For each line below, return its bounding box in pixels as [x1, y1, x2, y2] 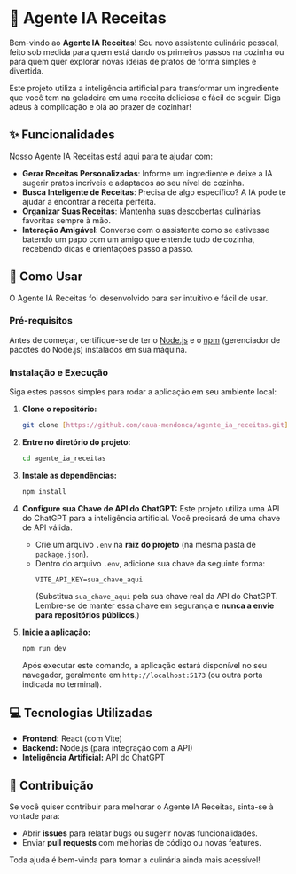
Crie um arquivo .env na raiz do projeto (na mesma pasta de [35, 539, 257, 550]
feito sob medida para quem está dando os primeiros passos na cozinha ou [9, 46, 284, 57]
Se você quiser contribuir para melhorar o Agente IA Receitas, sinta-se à [9, 801, 274, 812]
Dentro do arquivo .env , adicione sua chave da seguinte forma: [35, 558, 266, 568]
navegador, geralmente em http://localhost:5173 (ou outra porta [21, 669, 263, 680]
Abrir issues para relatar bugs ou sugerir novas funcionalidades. [21, 828, 259, 839]
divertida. [9, 66, 44, 76]
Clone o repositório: [21, 403, 97, 415]
